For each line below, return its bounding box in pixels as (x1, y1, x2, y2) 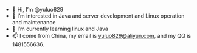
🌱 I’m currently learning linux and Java (12, 25, 108, 32)
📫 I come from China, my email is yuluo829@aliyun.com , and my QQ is (12, 32, 192, 39)
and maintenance (12, 19, 56, 26)
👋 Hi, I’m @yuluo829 (12, 6, 64, 13)
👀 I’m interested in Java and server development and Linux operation (12, 12, 185, 19)
